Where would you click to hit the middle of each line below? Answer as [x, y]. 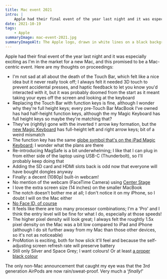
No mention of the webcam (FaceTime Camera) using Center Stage [81, 182]
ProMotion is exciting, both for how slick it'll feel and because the [79, 240]
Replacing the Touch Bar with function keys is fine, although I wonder [83, 103]
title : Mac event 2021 [29, 10]
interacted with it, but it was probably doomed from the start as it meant [86, 92]
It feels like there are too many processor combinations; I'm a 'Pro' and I [86, 208]
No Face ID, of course [35, 203]
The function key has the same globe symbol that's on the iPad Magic [84, 140]
